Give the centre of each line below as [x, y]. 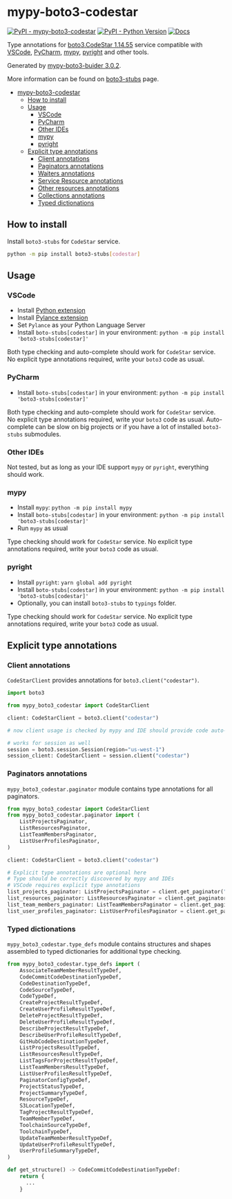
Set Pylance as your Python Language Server [81, 325]
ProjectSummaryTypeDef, [54, 1093]
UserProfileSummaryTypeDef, [60, 1151]
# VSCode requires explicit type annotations [74, 885]
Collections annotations [71, 195]
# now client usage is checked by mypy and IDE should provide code [108, 730]
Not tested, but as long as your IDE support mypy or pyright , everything [108, 467]
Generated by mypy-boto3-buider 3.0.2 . [64, 65]
